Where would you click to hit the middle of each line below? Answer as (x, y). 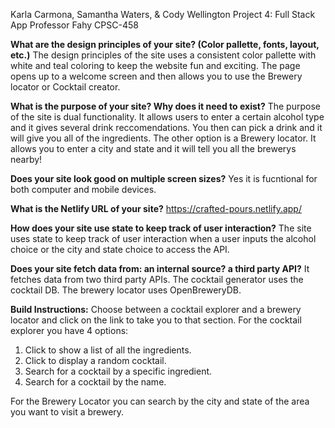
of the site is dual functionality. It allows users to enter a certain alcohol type (167, 117)
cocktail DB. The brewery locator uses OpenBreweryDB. (126, 290)
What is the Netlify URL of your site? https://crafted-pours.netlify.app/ (156, 208)
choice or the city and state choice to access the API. (120, 249)
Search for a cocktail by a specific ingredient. (118, 371)
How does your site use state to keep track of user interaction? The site (161, 228)
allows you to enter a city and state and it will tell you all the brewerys (153, 148)
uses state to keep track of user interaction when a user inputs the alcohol (163, 238)
